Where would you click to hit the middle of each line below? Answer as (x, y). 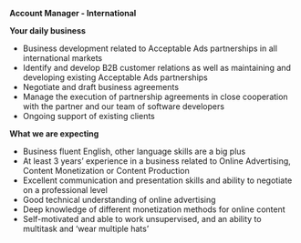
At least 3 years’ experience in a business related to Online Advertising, (157, 161)
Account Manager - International (73, 13)
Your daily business (48, 30)
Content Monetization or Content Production (106, 171)
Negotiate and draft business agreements (101, 87)
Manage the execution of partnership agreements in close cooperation (156, 96)
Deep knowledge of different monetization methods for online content (154, 209)
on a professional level (65, 190)
